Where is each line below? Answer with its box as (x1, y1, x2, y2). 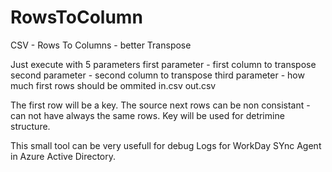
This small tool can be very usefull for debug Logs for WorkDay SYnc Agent (10, 139, 322, 151)
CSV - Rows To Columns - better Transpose (10, 39, 192, 51)
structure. (10, 120, 51, 132)
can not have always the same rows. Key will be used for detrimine (10, 109, 285, 121)
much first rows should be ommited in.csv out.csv (10, 79, 217, 91)
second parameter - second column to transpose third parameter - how (10, 69, 305, 81)
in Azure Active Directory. (10, 150, 117, 162)
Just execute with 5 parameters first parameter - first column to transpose (10, 58, 317, 70)
